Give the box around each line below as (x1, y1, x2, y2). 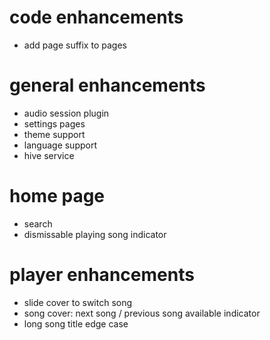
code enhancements (9, 6, 184, 29)
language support (23, 139, 98, 151)
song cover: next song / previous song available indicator (23, 307, 261, 319)
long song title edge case (23, 317, 129, 330)
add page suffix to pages (23, 39, 127, 51)
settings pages (23, 117, 86, 130)
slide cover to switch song (23, 296, 133, 308)
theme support (23, 128, 86, 140)
